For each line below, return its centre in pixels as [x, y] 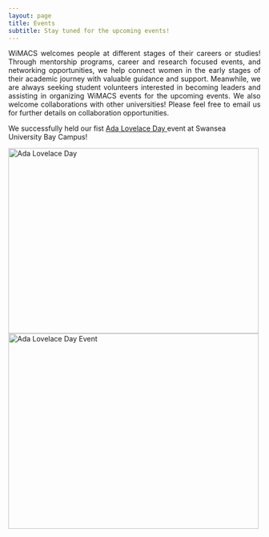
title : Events [32, 23]
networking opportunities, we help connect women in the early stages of [134, 71]
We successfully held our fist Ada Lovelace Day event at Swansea [117, 128]
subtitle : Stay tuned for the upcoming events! [89, 30]
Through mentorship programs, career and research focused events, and [134, 62]
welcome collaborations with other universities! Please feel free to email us [134, 104]
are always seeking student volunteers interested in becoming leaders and [134, 87]
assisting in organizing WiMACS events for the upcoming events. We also [134, 96]
